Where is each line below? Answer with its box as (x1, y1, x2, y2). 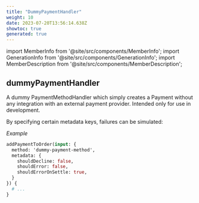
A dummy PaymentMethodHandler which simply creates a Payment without (6, 94, 194, 101)
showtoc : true (6, 25, 42, 32)
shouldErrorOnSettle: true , (17, 169, 87, 175)
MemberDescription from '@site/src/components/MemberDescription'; (6, 61, 182, 68)
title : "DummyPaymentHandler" (6, 8, 82, 15)
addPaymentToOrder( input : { (6, 141, 77, 147)
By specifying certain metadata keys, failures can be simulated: (6, 118, 164, 125)
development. (6, 106, 40, 114)
